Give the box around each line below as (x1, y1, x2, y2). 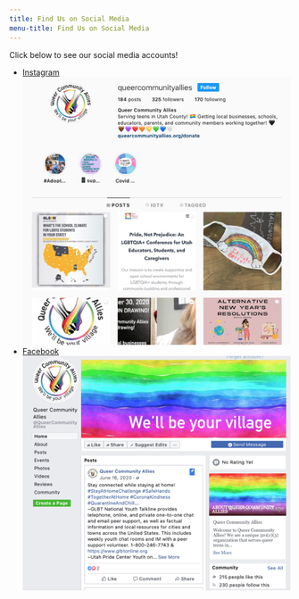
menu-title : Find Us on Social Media (9, 23, 150, 33)
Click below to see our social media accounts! (9, 49, 179, 60)
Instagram (21, 67, 60, 78)
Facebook (21, 345, 60, 356)
